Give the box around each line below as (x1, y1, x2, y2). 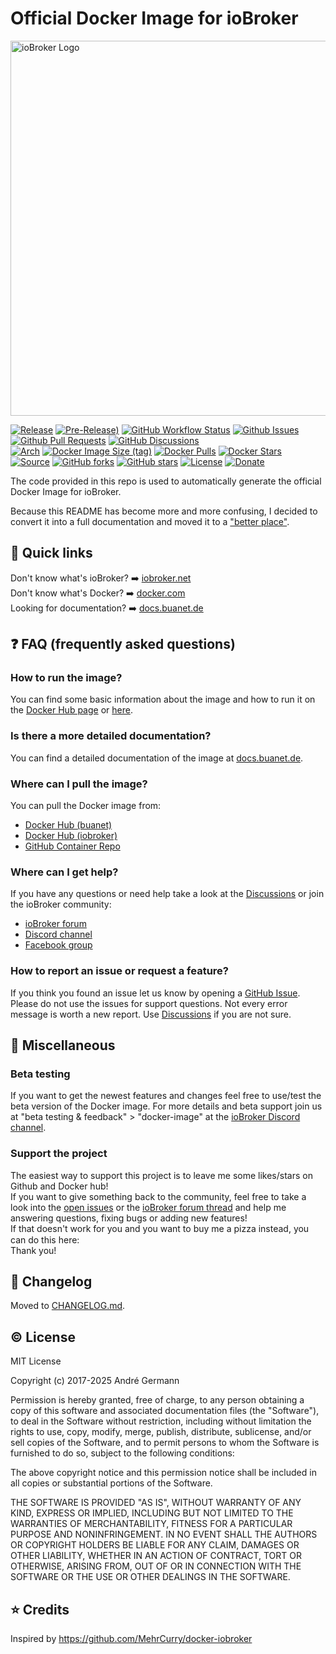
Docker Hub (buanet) (24, 819, 113, 831)
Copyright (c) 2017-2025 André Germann (10, 1375, 180, 1387)
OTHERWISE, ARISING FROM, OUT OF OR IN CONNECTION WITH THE (10, 1560, 302, 1572)
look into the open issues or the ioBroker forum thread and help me (10, 1201, 287, 1213)
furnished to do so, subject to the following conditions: (10, 1447, 235, 1459)
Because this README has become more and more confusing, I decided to (10, 505, 318, 517)
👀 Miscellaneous (10, 1037, 116, 1054)
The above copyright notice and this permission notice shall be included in (10, 1467, 317, 1479)
